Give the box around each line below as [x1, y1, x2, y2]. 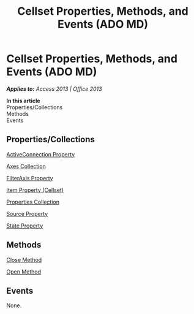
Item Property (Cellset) [6, 186, 64, 194]
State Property [6, 222, 43, 229]
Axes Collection [6, 163, 46, 170]
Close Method [6, 256, 42, 263]
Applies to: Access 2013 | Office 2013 [6, 85, 102, 93]
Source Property [6, 210, 48, 217]
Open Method [6, 268, 42, 275]
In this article [6, 97, 41, 104]
